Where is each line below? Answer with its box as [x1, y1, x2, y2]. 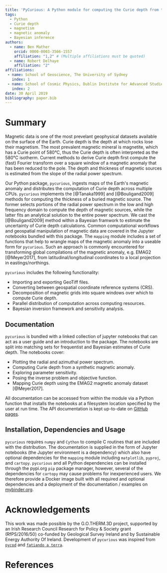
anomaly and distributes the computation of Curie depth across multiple [5, 186, 153, 192]
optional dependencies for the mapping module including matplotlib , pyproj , [5, 455, 161, 461]
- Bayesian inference [9, 35, 55, 40]
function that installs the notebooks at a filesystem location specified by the [5, 400, 160, 406]
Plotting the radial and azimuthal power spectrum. [12, 359, 115, 365]
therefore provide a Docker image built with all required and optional [5, 476, 145, 482]
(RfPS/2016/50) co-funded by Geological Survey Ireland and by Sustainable [5, 531, 160, 537]
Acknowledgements [5, 504, 90, 515]
